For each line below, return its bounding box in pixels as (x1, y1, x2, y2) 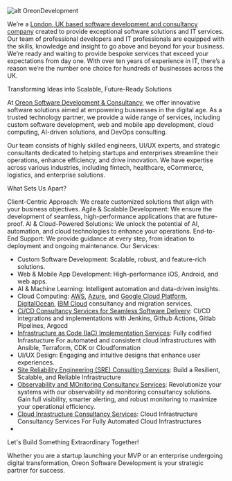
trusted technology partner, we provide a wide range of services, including (7, 113, 220, 121)
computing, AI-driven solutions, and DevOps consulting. (7, 128, 168, 136)
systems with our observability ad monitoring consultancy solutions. (17, 388, 213, 396)
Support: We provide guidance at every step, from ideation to (19, 234, 195, 243)
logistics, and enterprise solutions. (7, 170, 106, 179)
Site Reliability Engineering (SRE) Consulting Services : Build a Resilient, (17, 366, 220, 374)
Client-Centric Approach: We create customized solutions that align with (7, 198, 213, 206)
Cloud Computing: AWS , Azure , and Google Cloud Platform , (17, 292, 188, 300)
